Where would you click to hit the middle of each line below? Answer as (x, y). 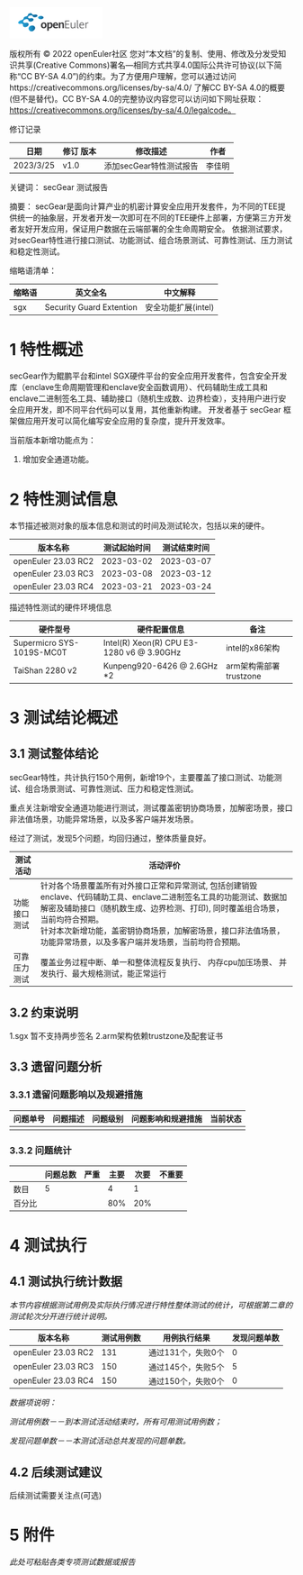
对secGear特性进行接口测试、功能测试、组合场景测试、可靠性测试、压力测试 (151, 241)
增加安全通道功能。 (58, 460)
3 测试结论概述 (64, 718)
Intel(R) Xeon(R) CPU (143, 642)
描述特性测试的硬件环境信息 (61, 607)
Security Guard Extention (91, 307)
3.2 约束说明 (44, 1012)
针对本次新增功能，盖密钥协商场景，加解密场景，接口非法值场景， (162, 931)
